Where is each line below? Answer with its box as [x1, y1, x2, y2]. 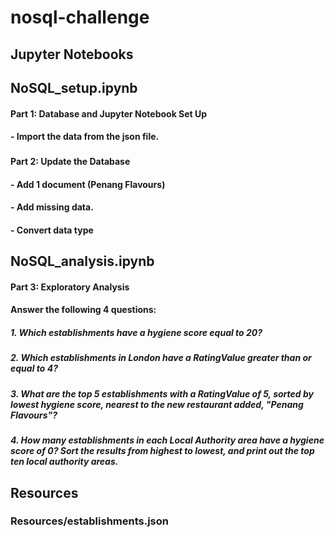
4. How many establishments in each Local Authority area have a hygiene [10, 434, 325, 446]
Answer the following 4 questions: [10, 304, 157, 316]
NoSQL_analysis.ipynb [10, 253, 155, 270]
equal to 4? [10, 362, 58, 375]
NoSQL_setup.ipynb [10, 79, 138, 96]
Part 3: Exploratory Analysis [10, 281, 130, 293]
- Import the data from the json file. [10, 131, 160, 143]
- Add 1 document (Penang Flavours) [10, 178, 166, 190]
